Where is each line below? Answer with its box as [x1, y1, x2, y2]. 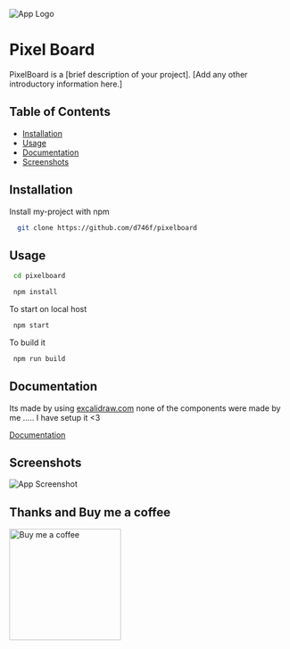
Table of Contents [9, 104, 112, 119]
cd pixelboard [12, 272, 66, 281]
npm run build [12, 354, 66, 363]
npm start [12, 321, 50, 330]
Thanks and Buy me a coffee [9, 505, 171, 520]
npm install [12, 288, 58, 297]
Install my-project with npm [9, 206, 110, 217]
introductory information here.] [9, 78, 123, 89]
